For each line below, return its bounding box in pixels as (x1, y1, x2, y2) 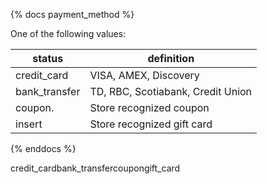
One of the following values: (10, 28, 127, 39)
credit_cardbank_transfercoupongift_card (10, 162, 181, 174)
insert (15, 117, 43, 131)
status (32, 52, 64, 65)
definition (147, 52, 195, 65)
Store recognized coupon (89, 101, 210, 114)
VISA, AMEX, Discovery (89, 69, 200, 82)
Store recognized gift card (89, 117, 213, 131)
